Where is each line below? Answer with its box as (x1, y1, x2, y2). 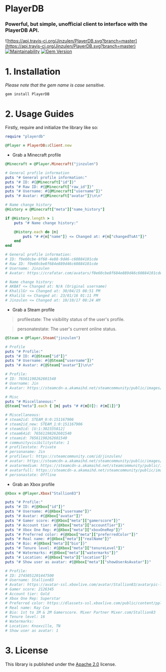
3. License (5, 645, 48, 656)
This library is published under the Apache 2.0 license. (5, 661, 116, 667)
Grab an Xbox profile (12, 481, 55, 487)
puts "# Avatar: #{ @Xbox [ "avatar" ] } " (5, 514, 83, 519)
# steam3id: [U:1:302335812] (5, 426, 65, 431)
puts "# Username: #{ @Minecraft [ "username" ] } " (5, 189, 103, 194)
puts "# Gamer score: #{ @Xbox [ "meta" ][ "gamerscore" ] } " (5, 518, 121, 523)
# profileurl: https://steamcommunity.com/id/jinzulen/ (5, 454, 123, 459)
